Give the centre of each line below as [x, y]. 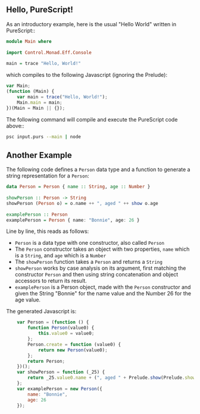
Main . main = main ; [40, 102]
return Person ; [46, 361]
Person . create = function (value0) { [74, 344]
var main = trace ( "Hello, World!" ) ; [62, 97]
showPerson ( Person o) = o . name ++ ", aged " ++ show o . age [82, 203]
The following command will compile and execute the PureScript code [92, 119]
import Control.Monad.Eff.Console [49, 52]
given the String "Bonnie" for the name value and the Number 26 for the [103, 294]
